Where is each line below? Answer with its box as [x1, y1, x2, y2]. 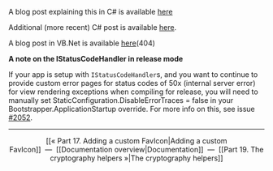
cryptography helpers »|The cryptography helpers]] [50, 153, 223, 163]
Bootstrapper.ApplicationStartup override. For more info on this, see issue [8, 105, 256, 113]
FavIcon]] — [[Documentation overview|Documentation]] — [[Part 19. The [9, 145, 264, 154]
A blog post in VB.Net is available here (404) [8, 38, 156, 48]
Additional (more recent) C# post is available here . [8, 23, 177, 32]
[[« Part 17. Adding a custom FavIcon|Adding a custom [45, 136, 227, 145]
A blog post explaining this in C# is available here [8, 7, 173, 16]
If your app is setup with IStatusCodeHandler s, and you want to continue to [8, 70, 258, 79]
